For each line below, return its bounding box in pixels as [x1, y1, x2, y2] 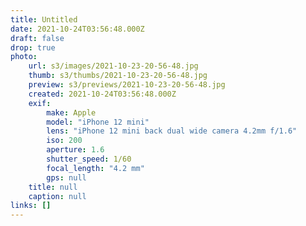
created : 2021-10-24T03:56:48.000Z [28, 89, 177, 99]
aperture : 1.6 [46, 145, 105, 155]
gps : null [46, 172, 87, 183]
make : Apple [46, 107, 97, 118]
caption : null [28, 191, 87, 201]
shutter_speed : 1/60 [46, 154, 132, 164]
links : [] [10, 201, 52, 211]
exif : [28, 98, 52, 108]
